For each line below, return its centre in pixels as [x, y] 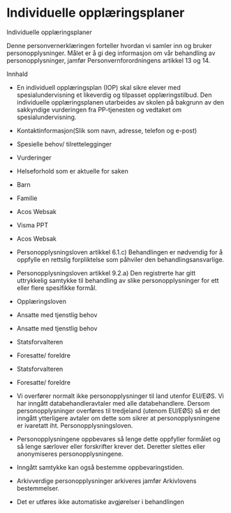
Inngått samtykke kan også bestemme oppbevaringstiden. [100, 467]
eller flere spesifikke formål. [57, 288]
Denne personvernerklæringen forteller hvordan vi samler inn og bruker [109, 45]
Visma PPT [32, 225]
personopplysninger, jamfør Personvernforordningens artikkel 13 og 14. [109, 60]
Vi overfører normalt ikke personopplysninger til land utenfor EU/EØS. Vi [120, 396]
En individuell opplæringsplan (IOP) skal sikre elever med [98, 87]
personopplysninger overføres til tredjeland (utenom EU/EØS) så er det [118, 411]
